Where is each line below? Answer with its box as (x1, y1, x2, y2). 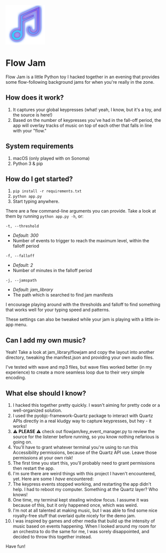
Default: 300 (12, 232, 39, 238)
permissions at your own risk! (12, 455, 73, 460)
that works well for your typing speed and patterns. (5, 307, 110, 313)
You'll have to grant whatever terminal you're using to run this (12, 444, 138, 450)
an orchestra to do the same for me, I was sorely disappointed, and (12, 529, 150, 534)
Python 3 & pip (12, 161, 43, 166)
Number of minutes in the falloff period (12, 268, 92, 274)
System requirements (5, 142, 74, 151)
